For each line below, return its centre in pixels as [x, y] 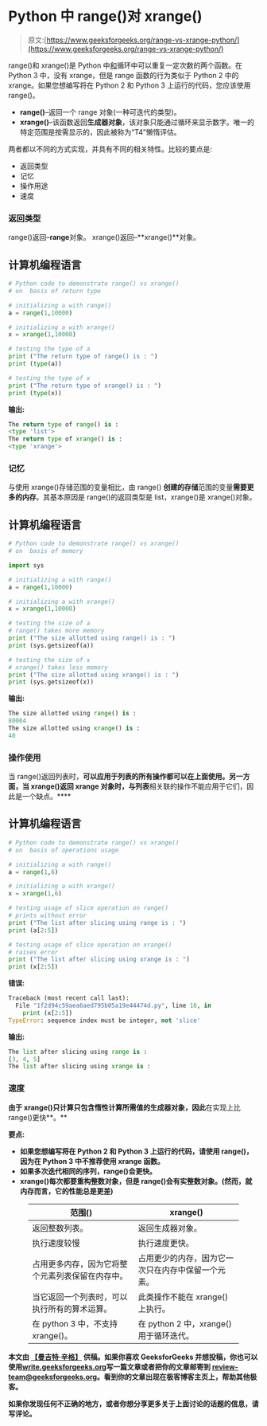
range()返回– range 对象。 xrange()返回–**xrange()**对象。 [104, 237]
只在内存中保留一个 [182, 1270]
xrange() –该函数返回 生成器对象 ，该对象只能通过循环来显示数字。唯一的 [137, 122]
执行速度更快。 [166, 1243]
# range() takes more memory [56, 631]
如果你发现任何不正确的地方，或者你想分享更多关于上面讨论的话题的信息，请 [133, 1404]
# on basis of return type [55, 291]
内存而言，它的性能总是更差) [66, 1191]
